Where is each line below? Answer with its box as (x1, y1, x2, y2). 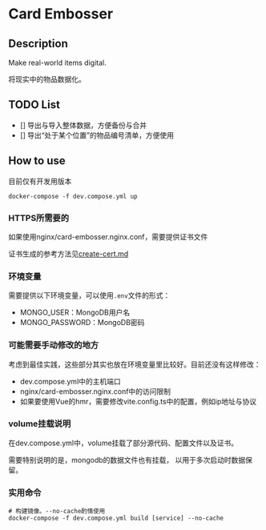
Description (8, 37, 68, 50)
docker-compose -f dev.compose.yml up (8, 192, 138, 200)
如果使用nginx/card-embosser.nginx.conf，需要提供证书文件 (8, 231, 208, 241)
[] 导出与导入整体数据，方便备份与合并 (19, 120, 147, 130)
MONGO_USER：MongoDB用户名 (19, 307, 131, 317)
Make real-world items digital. (8, 58, 107, 67)
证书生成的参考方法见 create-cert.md (8, 249, 129, 259)
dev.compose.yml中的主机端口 (19, 376, 122, 386)
